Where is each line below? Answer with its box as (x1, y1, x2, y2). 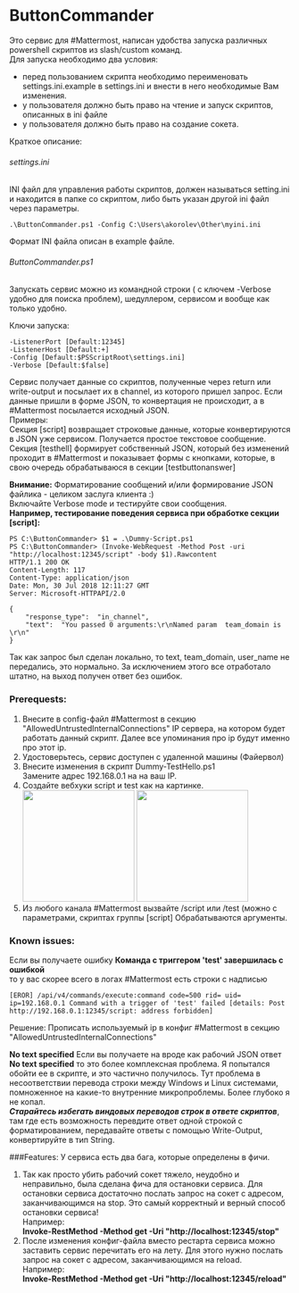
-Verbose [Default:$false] (9, 361, 110, 371)
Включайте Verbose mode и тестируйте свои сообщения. (9, 498, 228, 509)
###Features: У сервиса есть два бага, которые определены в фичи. (9, 1151, 270, 1162)
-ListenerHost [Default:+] (9, 346, 110, 355)
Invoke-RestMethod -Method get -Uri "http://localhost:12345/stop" (21, 1225, 279, 1237)
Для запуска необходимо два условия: (9, 54, 159, 64)
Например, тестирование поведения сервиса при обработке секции (9, 508, 279, 519)
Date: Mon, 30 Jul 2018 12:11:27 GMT (9, 581, 150, 590)
